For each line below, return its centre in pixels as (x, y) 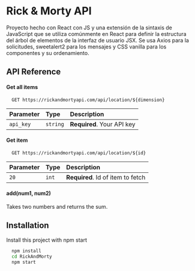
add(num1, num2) (28, 193)
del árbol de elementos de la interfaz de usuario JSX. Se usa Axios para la (97, 40)
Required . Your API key (103, 124)
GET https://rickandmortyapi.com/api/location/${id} (79, 153)
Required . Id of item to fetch (106, 177)
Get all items (22, 87)
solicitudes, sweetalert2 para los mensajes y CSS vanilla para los (86, 47)
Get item (17, 140)
